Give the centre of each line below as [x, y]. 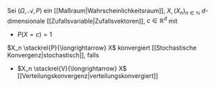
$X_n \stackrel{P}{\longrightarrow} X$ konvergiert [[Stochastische [102, 48]
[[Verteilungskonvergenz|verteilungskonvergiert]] [87, 76]
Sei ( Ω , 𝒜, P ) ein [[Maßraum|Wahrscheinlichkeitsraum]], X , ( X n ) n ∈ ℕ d [106, 12]
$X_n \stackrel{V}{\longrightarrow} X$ [72, 68]
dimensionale [26, 21]
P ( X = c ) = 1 [35, 35]
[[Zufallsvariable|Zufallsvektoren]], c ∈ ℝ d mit [112, 20]
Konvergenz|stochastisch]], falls [53, 55]
